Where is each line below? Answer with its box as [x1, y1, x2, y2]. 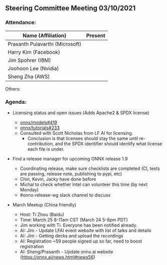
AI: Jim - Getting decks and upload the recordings [20, 232, 124, 238]
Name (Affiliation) [22, 32, 67, 39]
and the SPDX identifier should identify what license [55, 140, 162, 147]
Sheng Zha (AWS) [8, 73, 50, 80]
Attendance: [5, 19, 37, 26]
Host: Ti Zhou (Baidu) [20, 211, 64, 217]
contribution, [27, 140, 54, 147]
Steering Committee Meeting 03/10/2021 [5, 4, 136, 13]
